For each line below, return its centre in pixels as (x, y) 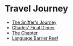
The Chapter (25, 33)
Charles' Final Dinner (33, 27)
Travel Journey (36, 9)
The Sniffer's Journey (34, 22)
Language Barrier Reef (35, 38)
